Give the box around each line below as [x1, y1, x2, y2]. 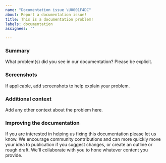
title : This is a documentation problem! [5, 17, 94, 22]
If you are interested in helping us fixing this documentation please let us [5, 131, 156, 137]
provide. [5, 152, 23, 158]
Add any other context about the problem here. [5, 107, 103, 113]
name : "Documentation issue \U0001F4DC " [5, 7, 92, 13]
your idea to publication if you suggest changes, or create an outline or [5, 142, 153, 148]
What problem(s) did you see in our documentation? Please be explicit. [5, 59, 152, 65]
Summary [5, 47, 30, 55]
